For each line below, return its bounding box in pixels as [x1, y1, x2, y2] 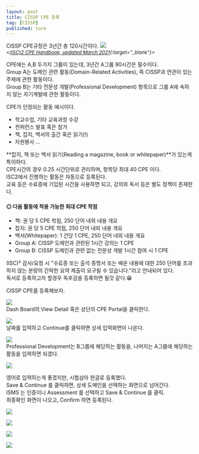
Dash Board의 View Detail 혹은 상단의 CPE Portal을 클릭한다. [6, 306, 150, 313]
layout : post [6, 8, 39, 15]
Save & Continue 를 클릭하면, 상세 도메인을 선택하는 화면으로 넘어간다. [6, 381, 170, 389]
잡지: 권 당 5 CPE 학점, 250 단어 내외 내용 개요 [14, 224, 123, 232]
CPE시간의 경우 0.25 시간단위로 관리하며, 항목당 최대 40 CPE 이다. [6, 166, 162, 173]
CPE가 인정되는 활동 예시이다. [6, 104, 75, 111]
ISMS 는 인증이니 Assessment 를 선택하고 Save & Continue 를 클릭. [6, 389, 165, 396]
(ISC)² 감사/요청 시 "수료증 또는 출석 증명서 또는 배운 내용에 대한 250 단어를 [6, 259, 182, 267]
